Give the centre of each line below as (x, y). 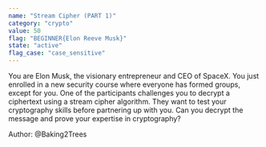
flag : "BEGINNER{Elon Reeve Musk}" (68, 38)
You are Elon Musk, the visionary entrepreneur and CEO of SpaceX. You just (134, 76)
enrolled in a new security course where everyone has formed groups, (124, 84)
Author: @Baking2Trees (48, 134)
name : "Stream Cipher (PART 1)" (62, 16)
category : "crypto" (41, 23)
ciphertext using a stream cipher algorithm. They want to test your (117, 102)
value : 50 (25, 31)
